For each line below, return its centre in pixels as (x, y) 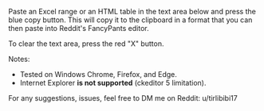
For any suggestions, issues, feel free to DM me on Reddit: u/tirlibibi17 (123, 98)
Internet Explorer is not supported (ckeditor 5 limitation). (113, 83)
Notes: (19, 59)
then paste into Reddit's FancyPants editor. (79, 28)
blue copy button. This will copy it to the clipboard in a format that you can (130, 20)
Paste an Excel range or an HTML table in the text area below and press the (132, 11)
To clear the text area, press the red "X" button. (87, 44)
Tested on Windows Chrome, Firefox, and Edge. (99, 74)
